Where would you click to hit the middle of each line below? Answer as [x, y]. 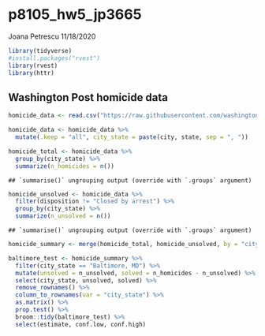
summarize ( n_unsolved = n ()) [63, 216]
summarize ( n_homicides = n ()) [65, 166]
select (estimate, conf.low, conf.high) [81, 324]
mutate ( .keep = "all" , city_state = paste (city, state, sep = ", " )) [132, 137]
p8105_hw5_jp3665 [75, 15]
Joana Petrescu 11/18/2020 [52, 36]
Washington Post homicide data [88, 97]
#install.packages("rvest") [54, 58]
